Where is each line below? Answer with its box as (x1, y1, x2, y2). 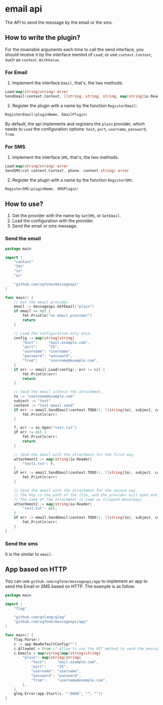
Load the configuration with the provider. (12, 218, 94, 224)
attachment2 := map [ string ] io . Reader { (14, 501, 92, 506)
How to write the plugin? (5, 34, 81, 42)
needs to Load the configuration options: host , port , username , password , (5, 126, 147, 132)
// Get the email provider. (14, 300, 70, 305)
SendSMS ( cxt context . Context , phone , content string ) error (5, 168, 130, 173)
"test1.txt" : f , (22, 461, 55, 466)
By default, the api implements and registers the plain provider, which (5, 120, 145, 127)
